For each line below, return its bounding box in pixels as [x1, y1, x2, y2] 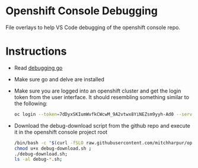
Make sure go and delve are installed [14, 75, 105, 83]
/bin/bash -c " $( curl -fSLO [14, 140, 84, 146]
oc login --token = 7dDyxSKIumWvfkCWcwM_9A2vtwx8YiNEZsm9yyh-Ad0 [14, 111, 174, 117]
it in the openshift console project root [14, 128, 108, 135]
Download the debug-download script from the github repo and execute [14, 122, 191, 129]
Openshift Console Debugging [5, 4, 158, 18]
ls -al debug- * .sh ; [14, 156, 63, 163]
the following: [14, 100, 48, 107]
